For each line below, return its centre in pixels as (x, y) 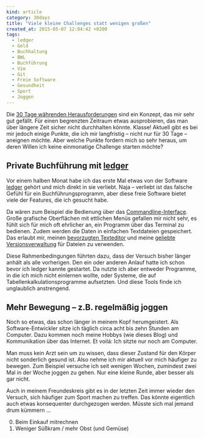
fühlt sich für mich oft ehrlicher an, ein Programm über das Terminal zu (95, 224)
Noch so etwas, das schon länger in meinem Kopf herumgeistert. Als (92, 322)
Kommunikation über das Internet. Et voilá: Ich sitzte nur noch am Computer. (102, 341)
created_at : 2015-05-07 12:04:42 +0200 (57, 29)
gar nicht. (18, 379)
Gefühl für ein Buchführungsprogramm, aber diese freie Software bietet (96, 193)
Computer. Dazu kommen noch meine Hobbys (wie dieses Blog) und (92, 335)
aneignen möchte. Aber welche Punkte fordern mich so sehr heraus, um (97, 140)
